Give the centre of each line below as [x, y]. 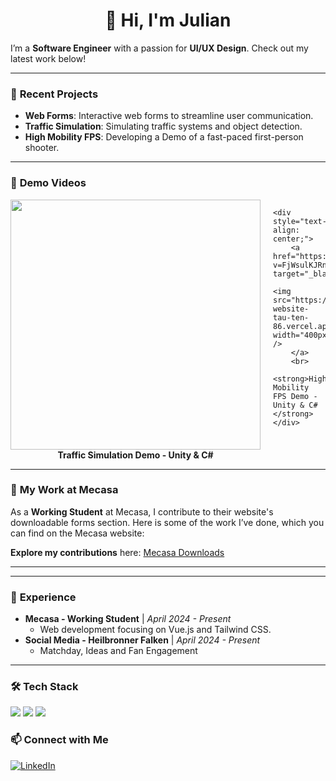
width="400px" [302, 335]
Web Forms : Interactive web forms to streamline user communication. [169, 116]
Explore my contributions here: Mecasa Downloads [117, 552]
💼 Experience [43, 597]
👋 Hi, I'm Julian [168, 20]
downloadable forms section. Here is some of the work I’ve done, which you [167, 522]
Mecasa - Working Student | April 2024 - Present [128, 619]
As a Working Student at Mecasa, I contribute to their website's [142, 511]
